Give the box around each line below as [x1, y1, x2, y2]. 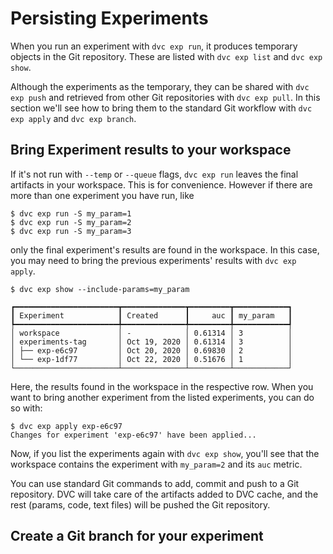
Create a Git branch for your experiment [10, 528, 264, 545]
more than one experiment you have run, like [10, 189, 195, 201]
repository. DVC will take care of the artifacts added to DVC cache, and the [10, 488, 319, 500]
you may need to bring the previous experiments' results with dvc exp [10, 254, 297, 266]
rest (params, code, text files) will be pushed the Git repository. [10, 498, 271, 511]
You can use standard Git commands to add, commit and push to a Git [10, 477, 300, 489]
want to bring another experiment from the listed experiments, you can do [10, 391, 315, 403]
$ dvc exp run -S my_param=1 [10, 208, 132, 219]
